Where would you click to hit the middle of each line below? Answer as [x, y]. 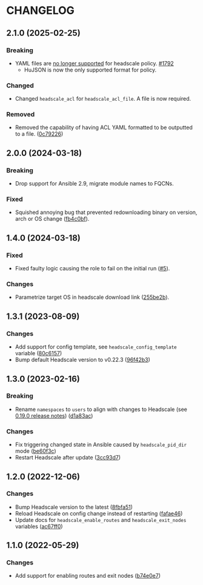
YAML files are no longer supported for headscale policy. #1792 [94, 63]
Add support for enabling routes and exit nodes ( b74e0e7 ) [88, 576]
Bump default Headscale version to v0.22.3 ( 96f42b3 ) [82, 360]
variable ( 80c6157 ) [38, 353]
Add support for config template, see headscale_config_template [96, 347]
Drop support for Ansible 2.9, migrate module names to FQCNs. [94, 184]
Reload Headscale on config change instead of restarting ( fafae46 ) [99, 513]
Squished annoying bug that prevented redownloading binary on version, [106, 212]
